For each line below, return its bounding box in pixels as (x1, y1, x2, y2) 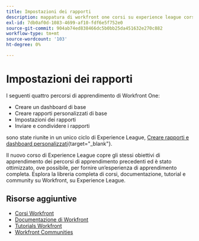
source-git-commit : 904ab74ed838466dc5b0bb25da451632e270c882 (6, 25, 163, 31)
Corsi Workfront (14, 210, 54, 217)
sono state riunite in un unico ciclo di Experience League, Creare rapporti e (6, 134, 190, 141)
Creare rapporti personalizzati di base (14, 110, 108, 117)
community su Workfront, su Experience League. (6, 176, 126, 184)
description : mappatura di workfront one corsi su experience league (6, 14, 182, 20)
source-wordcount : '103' (6, 36, 68, 42)
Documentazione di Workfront (14, 216, 89, 223)
